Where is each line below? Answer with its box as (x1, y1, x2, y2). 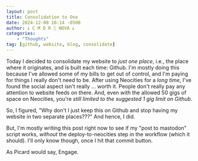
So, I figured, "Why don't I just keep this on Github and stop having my (6, 107, 178, 114)
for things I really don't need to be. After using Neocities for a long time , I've (6, 76, 191, 83)
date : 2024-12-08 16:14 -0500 (6, 19, 81, 25)
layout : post (6, 8, 39, 15)
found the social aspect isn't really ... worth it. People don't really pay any (6, 83, 186, 90)
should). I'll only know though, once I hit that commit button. (6, 137, 153, 144)
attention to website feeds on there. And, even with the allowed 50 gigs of (6, 89, 187, 96)
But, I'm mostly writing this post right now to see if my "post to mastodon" (6, 124, 187, 132)
